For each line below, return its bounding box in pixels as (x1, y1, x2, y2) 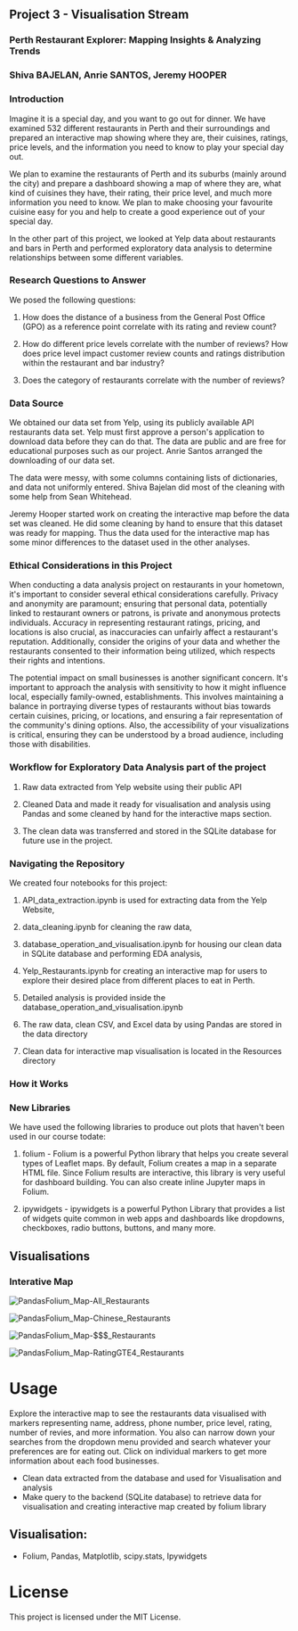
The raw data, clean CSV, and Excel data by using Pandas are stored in (21, 1019, 283, 1030)
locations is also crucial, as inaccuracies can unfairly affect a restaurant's (9, 627, 278, 638)
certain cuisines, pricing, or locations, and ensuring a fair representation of (9, 711, 283, 721)
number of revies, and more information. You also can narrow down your (9, 1427, 276, 1437)
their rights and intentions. (9, 655, 106, 666)
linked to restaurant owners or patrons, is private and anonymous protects (9, 608, 281, 619)
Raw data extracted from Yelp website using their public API (21, 781, 243, 792)
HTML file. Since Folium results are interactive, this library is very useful (21, 1167, 286, 1178)
